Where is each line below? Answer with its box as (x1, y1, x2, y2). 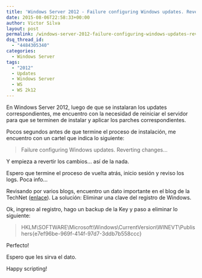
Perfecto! (6, 241, 29, 249)
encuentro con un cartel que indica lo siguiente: (6, 134, 124, 141)
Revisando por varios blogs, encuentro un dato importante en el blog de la (6, 187, 190, 194)
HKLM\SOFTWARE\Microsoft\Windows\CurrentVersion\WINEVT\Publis (20, 223, 195, 230)
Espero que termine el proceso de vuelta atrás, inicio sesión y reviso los (6, 169, 185, 176)
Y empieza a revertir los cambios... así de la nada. (6, 158, 129, 165)
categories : (6, 48, 36, 54)
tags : (6, 59, 20, 65)
